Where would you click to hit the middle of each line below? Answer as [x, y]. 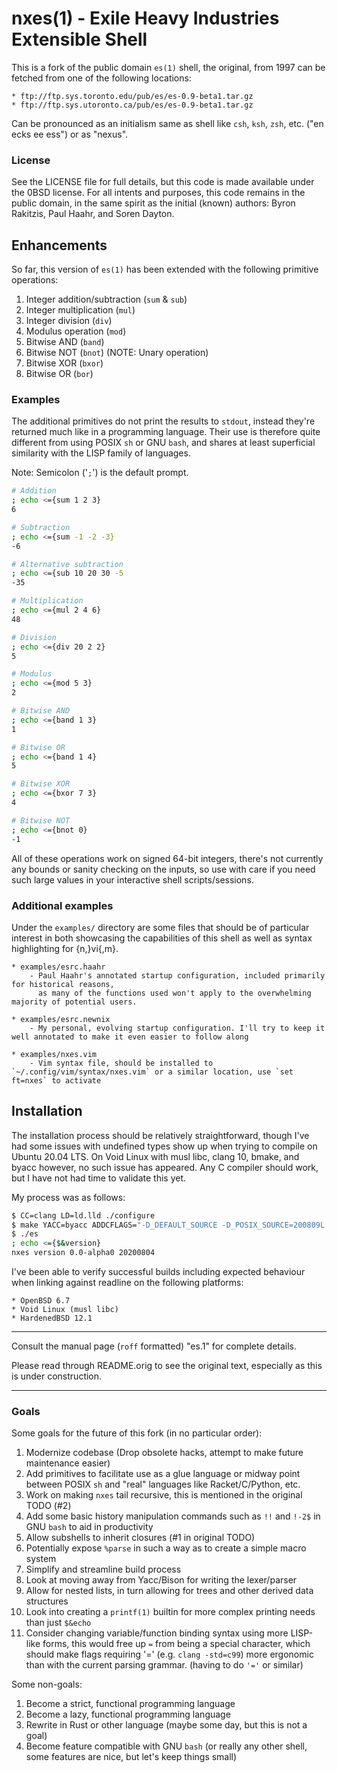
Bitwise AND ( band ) [65, 342]
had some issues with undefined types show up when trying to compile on [164, 1146]
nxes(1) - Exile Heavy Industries [145, 18]
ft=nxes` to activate [56, 1080]
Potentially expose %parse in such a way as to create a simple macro [166, 1548]
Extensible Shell [79, 39]
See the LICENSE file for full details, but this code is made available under [163, 182]
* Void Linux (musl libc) [65, 1310]
